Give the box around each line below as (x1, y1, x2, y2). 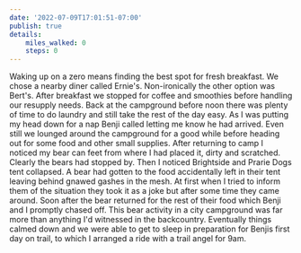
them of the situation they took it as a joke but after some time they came (9, 186, 280, 196)
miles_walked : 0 (25, 38, 87, 48)
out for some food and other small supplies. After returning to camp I (9, 138, 263, 149)
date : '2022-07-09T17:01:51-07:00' (9, 13, 143, 22)
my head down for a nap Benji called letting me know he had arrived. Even (9, 118, 285, 130)
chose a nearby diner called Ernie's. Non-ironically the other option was (9, 81, 276, 92)
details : (9, 30, 42, 39)
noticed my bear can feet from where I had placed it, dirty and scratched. (9, 147, 281, 158)
